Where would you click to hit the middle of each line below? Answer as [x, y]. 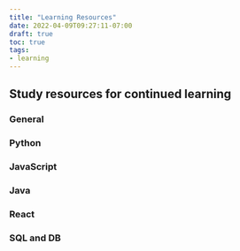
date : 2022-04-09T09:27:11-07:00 [71, 26]
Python [25, 143]
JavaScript [33, 167]
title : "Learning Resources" [63, 17]
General [27, 119]
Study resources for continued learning [120, 94]
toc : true [27, 42]
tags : [19, 50]
